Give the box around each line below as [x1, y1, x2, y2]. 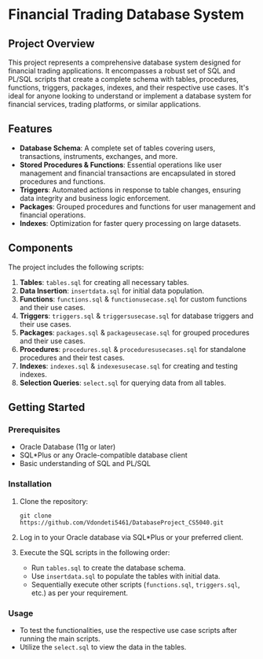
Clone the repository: [19, 496, 89, 505]
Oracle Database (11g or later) [19, 442, 116, 452]
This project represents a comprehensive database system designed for [8, 57, 242, 67]
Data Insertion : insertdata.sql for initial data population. [19, 286, 205, 295]
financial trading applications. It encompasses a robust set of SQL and [8, 66, 236, 76]
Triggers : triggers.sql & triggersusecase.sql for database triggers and [19, 311, 254, 320]
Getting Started [8, 401, 86, 414]
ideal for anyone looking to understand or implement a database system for [8, 91, 252, 100]
